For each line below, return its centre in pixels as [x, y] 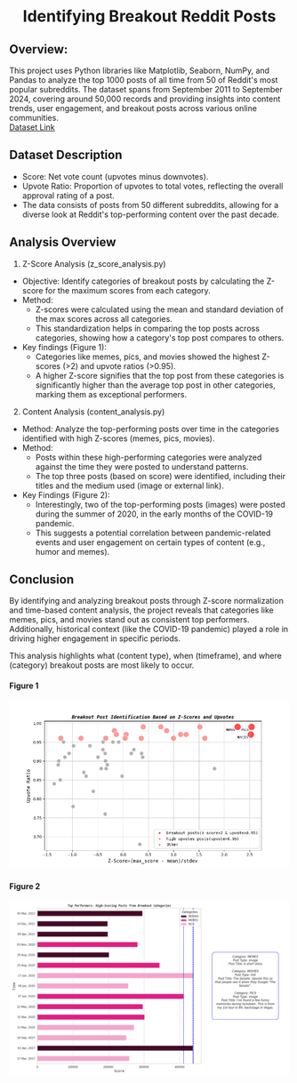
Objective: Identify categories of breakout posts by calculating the [143, 281]
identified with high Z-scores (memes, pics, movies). [118, 438]
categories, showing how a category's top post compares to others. [160, 337]
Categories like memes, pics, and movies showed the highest [148, 357]
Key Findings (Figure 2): [66, 494]
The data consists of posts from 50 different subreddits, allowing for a [150, 205]
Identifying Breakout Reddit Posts [149, 16]
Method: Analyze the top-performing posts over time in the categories [151, 429]
